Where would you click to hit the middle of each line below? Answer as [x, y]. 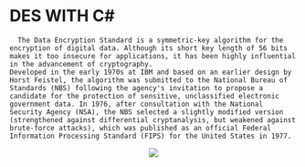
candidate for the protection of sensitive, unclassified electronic [145, 96]
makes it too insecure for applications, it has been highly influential [153, 56]
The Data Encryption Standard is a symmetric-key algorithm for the [151, 40]
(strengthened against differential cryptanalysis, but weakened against [153, 120]
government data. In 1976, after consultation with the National [136, 104]
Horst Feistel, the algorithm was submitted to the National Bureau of [148, 80]
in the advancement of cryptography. [81, 64]
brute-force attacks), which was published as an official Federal [141, 128]
